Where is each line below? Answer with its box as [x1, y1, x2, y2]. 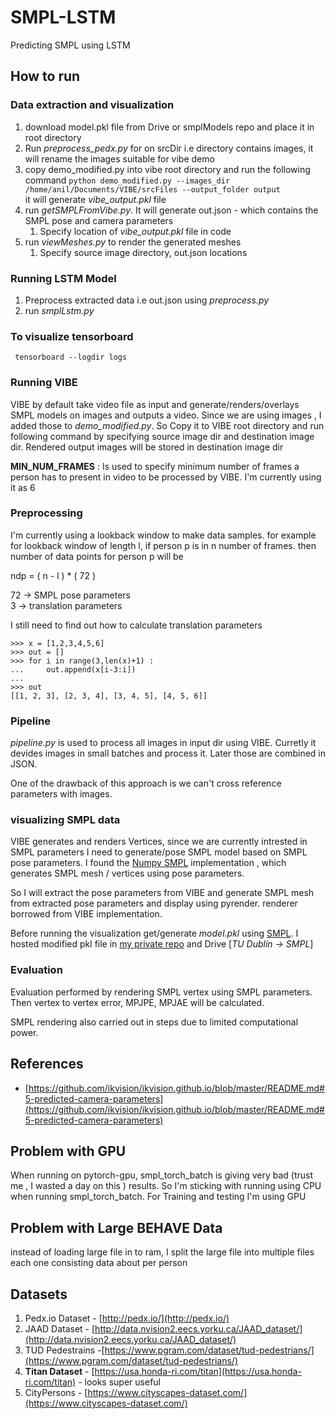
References [10, 1056, 84, 1073]
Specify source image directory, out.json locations [39, 246, 248, 258]
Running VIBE [10, 376, 78, 390]
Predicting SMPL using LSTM [10, 39, 131, 51]
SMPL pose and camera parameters [24, 214, 174, 226]
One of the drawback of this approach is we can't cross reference [10, 777, 282, 790]
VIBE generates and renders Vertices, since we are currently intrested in [10, 836, 308, 848]
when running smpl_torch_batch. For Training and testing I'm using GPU [10, 1191, 307, 1203]
